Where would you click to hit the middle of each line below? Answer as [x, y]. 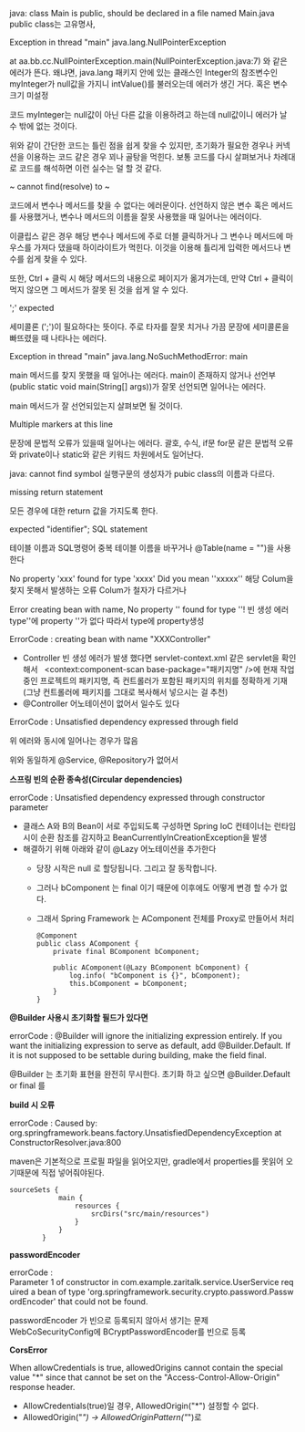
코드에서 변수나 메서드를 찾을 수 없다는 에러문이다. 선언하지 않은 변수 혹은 [139, 205]
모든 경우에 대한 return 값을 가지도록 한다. [84, 511]
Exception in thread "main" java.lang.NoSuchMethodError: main [129, 356]
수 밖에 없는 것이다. [43, 126]
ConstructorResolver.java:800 [66, 1142]
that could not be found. [103, 1302]
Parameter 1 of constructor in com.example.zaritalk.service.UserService [144, 1282]
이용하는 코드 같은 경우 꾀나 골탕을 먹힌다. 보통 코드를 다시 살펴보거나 [148, 157]
